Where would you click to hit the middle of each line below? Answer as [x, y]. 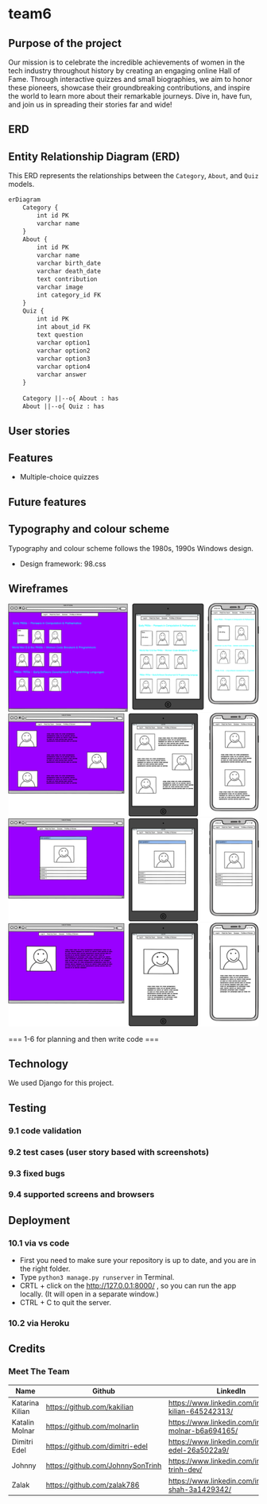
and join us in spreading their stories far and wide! [90, 105]
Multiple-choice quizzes [59, 477]
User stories [39, 431]
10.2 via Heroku [39, 1323]
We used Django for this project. [61, 1083]
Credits [27, 1349]
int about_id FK [64, 327]
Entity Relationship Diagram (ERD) [94, 156]
